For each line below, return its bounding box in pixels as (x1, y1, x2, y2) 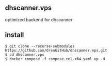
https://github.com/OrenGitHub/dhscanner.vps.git (5, 48, 108, 53)
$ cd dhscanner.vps (5, 52, 45, 57)
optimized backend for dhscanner (5, 16, 73, 22)
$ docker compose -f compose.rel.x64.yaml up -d (5, 56, 105, 61)
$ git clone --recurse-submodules (5, 44, 75, 49)
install (5, 31, 24, 39)
